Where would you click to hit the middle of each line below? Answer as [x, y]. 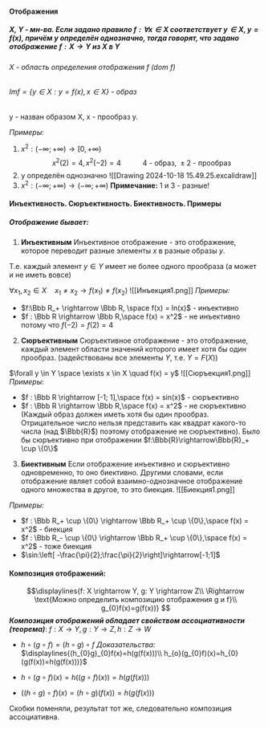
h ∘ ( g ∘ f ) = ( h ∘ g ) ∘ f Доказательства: [88, 645]
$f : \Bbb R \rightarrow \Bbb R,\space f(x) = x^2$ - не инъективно [130, 316]
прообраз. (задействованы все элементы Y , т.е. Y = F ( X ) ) [119, 358]
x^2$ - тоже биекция [56, 547]
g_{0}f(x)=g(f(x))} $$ [136, 608]
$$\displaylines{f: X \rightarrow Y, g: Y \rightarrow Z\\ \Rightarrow [136, 591]
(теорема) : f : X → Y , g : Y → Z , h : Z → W [80, 629]
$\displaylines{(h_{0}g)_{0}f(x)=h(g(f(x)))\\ [91, 654]
